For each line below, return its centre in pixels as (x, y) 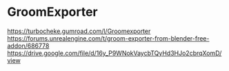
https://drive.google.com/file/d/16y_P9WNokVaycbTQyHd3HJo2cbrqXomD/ (114, 53)
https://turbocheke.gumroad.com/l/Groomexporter (79, 31)
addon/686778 (28, 45)
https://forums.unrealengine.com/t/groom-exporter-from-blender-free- (108, 38)
